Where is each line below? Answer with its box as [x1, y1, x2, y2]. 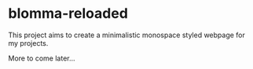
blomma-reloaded [8, 5, 128, 22]
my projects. [8, 38, 49, 47]
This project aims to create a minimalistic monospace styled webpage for [8, 30, 246, 40]
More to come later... [8, 53, 76, 63]
